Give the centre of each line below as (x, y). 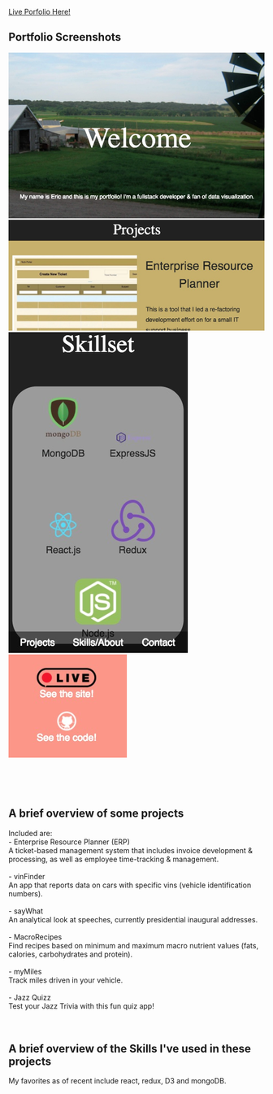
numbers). (26, 893)
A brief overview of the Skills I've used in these (130, 1048)
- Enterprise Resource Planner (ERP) (69, 842)
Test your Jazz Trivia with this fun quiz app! (81, 1006)
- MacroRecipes (35, 937)
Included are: (30, 833)
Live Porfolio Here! (39, 12)
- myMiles (25, 971)
